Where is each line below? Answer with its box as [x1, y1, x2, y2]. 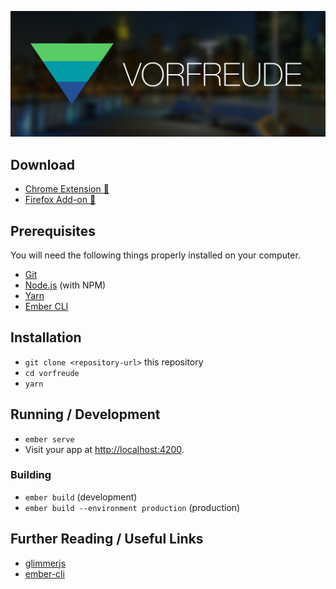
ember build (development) [24, 491, 138, 503]
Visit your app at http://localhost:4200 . [24, 443, 185, 455]
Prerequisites [10, 222, 96, 240]
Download [10, 156, 75, 173]
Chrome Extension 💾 [24, 183, 110, 195]
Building [10, 468, 52, 482]
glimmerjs [24, 557, 67, 569]
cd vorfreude [24, 368, 80, 378]
